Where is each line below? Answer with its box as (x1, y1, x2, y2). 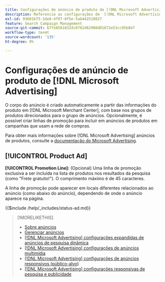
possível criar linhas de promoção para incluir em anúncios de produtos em (5, 118, 158, 124)
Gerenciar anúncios (24, 229, 64, 235)
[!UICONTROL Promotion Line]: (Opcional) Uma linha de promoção (5, 165, 141, 171)
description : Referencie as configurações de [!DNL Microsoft (5, 12, 137, 17)
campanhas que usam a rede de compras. (5, 123, 91, 128)
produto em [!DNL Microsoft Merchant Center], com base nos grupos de (5, 107, 152, 113)
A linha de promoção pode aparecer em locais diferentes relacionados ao (5, 185, 154, 191)
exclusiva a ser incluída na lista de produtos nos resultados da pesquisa (5, 170, 151, 176)
